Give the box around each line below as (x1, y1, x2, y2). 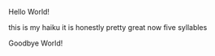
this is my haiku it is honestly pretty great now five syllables (8, 23, 208, 32)
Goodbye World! (8, 38, 63, 48)
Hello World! (8, 7, 50, 16)
